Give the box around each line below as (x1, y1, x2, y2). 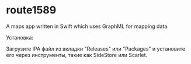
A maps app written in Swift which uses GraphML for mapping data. (6, 23, 169, 30)
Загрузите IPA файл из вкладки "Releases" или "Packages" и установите (6, 45, 186, 52)
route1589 (6, 3, 57, 17)
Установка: (6, 34, 34, 41)
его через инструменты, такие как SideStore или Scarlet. (6, 51, 148, 58)
